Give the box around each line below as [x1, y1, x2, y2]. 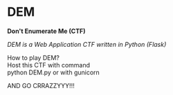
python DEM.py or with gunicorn [7, 68, 100, 76]
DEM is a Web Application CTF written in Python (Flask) [7, 40, 167, 48]
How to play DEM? [7, 53, 60, 62]
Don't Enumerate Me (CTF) [7, 27, 86, 35]
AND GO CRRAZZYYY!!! [7, 81, 75, 89]
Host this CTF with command [7, 61, 91, 69]
